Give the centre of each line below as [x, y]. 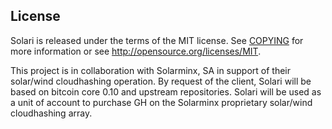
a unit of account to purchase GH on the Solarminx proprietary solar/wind [161, 102]
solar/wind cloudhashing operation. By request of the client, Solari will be [161, 81]
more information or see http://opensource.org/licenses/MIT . [136, 51]
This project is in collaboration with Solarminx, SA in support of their [151, 70]
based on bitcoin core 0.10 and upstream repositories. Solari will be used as [166, 91]
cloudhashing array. [51, 113]
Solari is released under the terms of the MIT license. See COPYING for [157, 40]
